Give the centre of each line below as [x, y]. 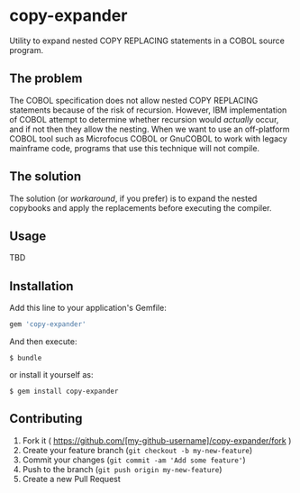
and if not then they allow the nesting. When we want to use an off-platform [150, 129]
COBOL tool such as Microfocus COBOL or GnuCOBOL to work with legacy [149, 138]
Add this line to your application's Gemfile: [88, 308]
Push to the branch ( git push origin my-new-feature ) [122, 469]
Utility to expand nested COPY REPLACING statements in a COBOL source [147, 41]
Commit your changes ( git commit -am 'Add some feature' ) [134, 460]
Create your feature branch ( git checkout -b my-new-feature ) [137, 450]
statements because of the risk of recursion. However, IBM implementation [148, 110]
